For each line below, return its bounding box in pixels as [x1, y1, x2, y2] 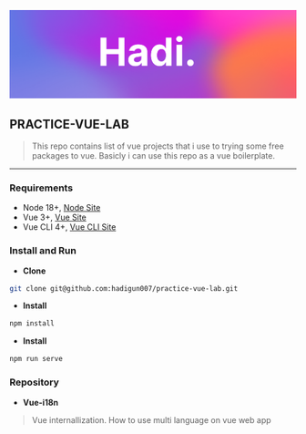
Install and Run [9, 244, 77, 257]
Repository [9, 376, 59, 388]
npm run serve [9, 355, 64, 364]
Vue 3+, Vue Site [22, 212, 87, 223]
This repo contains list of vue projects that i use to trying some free [31, 140, 284, 151]
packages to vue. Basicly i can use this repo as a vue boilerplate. [31, 150, 276, 160]
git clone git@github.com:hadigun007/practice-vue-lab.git [9, 284, 239, 293]
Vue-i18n [22, 397, 59, 408]
